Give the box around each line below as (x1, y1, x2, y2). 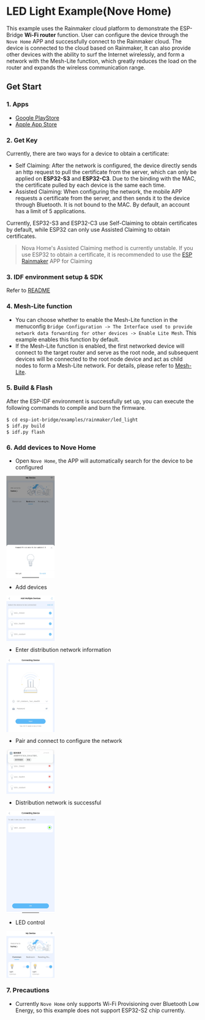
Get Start (6, 82, 42, 92)
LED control (15, 919, 45, 926)
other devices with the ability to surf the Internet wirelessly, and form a (6, 50, 185, 58)
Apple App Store (15, 120, 57, 128)
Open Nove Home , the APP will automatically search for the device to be (15, 457, 193, 465)
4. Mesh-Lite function (6, 302, 72, 311)
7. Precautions (6, 986, 50, 995)
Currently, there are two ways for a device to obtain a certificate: (6, 149, 170, 157)
